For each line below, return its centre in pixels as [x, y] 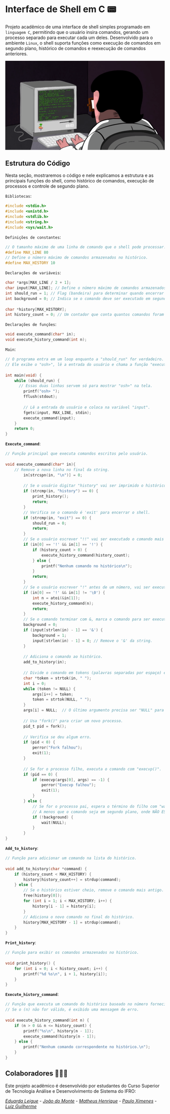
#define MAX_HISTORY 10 [30, 263]
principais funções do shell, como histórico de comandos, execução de [80, 181]
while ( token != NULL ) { [50, 689]
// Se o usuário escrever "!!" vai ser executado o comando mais [94, 539]
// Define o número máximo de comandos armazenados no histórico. [77, 258]
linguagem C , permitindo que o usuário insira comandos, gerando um [77, 32]
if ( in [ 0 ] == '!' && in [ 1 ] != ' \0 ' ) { [64, 592]
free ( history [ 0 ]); [43, 896]
